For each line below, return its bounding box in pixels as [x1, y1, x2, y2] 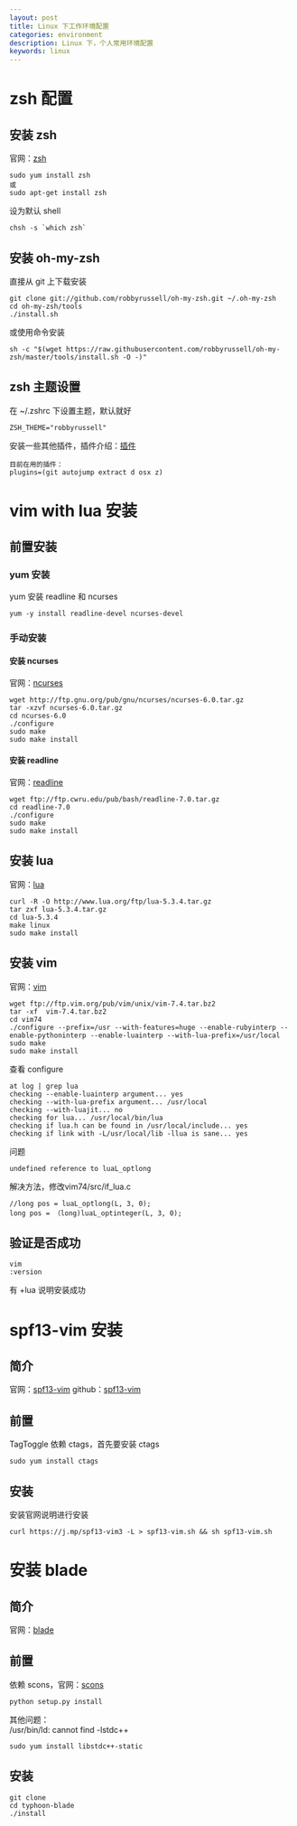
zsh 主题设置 [9, 379, 81, 395]
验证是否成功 [9, 1235, 81, 1250]
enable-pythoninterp [9, 1031, 88, 1040]
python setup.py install [9, 1697, 103, 1706]
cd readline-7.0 [9, 802, 70, 811]
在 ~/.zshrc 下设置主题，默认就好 [9, 405, 133, 416]
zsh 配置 [9, 89, 73, 109]
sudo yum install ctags [9, 1456, 99, 1466]
